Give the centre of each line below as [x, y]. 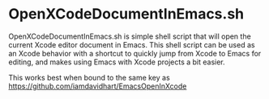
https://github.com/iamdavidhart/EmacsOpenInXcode [98, 86]
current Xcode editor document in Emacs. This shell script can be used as [132, 44]
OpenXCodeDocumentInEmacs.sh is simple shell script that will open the [130, 36]
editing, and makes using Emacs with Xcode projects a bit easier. [117, 62]
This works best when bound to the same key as [89, 77]
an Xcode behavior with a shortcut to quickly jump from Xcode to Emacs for [135, 53]
